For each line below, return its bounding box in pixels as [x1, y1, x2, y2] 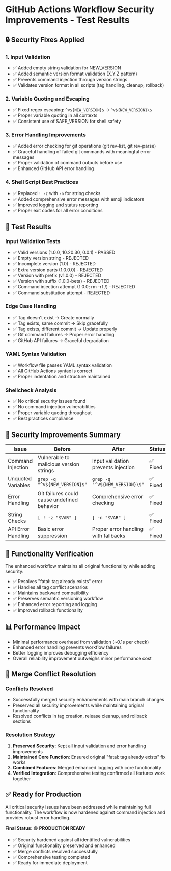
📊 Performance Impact [5, 623, 80, 632]
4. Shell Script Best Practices [5, 179, 79, 186]
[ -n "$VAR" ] [92, 515, 126, 521]
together [12, 775, 31, 782]
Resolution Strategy [5, 731, 56, 738]
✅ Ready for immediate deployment [12, 859, 88, 866]
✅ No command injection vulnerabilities [12, 404, 96, 410]
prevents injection [92, 464, 135, 471]
